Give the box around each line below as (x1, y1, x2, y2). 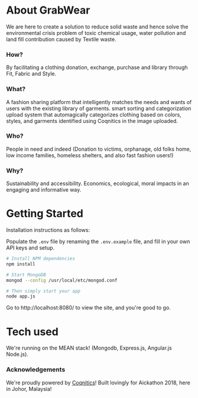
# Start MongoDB (6, 271, 46, 278)
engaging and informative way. (6, 186, 82, 193)
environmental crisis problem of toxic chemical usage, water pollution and (6, 29, 186, 36)
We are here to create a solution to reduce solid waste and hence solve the (6, 23, 189, 30)
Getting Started (6, 207, 84, 221)
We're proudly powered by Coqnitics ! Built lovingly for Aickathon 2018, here (6, 379, 190, 386)
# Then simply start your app (6, 288, 81, 294)
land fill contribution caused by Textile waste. (6, 35, 116, 43)
